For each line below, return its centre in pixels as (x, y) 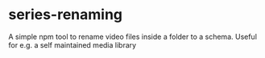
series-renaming (66, 15)
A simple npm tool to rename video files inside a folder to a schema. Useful (133, 37)
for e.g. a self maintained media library (72, 44)
